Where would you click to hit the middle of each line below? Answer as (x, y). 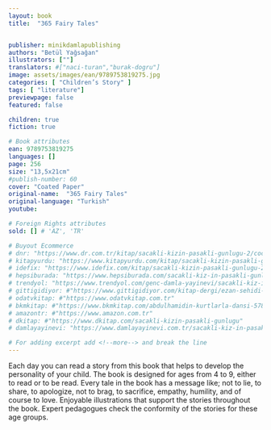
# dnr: (19, 253)
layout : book (30, 16)
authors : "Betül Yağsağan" (54, 52)
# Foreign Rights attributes (57, 223)
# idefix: (25, 268)
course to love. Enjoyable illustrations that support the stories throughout (129, 400)
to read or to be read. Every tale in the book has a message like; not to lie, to (135, 383)
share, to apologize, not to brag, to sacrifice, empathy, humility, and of (125, 391)
